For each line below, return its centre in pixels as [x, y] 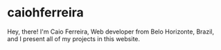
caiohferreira [46, 13]
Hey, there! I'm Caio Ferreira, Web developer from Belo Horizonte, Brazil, [111, 32]
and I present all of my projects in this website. [74, 38]
